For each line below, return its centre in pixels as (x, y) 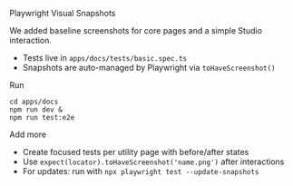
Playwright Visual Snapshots (63, 13)
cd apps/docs (34, 102)
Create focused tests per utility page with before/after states (136, 152)
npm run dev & (36, 110)
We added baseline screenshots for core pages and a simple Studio (136, 30)
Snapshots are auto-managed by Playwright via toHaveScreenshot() (149, 68)
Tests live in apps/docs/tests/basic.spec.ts (105, 58)
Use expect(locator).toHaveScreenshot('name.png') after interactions (153, 162)
